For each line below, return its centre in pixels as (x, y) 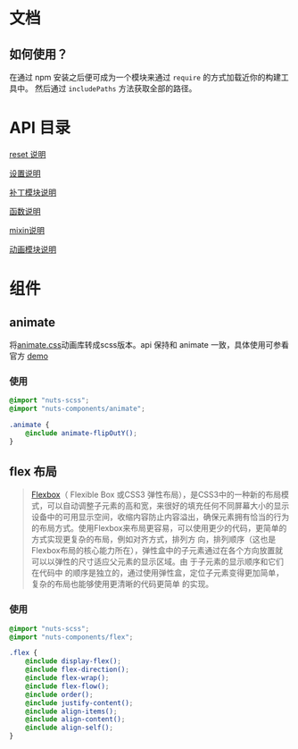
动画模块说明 (33, 249)
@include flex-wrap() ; (67, 678)
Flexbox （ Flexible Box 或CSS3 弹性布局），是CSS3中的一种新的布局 (156, 495)
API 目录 (40, 128)
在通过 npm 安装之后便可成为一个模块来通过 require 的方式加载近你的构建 (145, 77)
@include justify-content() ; (79, 703)
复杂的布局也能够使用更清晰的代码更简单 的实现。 (122, 584)
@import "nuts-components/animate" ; (77, 409)
